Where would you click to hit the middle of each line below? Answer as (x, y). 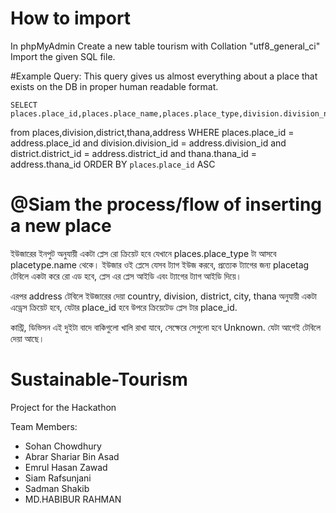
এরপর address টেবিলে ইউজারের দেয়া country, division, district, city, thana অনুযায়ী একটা (163, 296)
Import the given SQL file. (63, 56)
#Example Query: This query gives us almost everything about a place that (164, 76)
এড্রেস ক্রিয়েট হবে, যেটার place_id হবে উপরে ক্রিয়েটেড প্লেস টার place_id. (124, 307)
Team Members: (44, 426)
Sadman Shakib (57, 488)
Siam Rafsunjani (58, 478)
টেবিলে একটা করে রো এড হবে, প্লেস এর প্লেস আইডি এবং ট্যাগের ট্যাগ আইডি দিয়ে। (126, 276)
